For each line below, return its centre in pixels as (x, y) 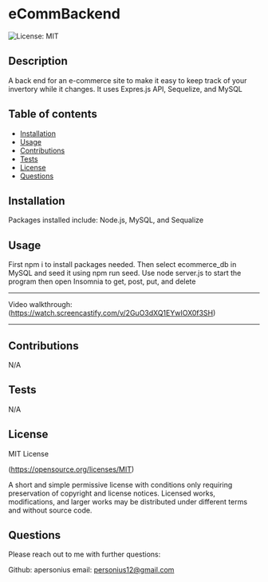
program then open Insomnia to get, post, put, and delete (102, 281)
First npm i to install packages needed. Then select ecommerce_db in (122, 265)
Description (38, 61)
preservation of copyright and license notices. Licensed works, (112, 493)
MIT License (29, 453)
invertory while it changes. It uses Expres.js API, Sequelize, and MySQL (126, 89)
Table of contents (53, 114)
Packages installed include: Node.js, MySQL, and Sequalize (106, 220)
